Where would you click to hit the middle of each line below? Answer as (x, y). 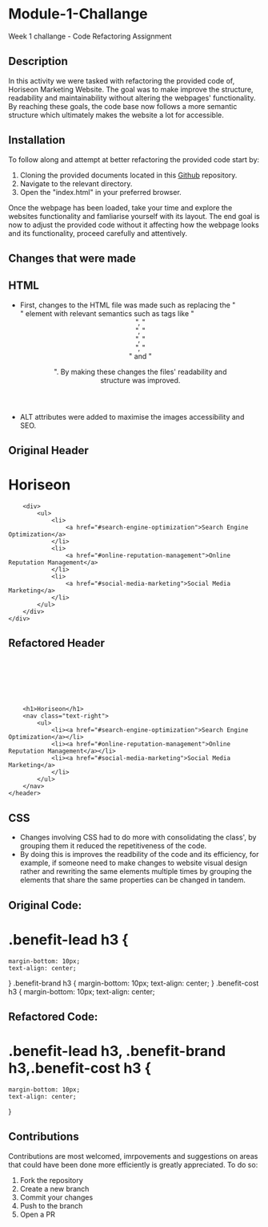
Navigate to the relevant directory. (76, 183)
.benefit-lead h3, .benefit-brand (117, 1051)
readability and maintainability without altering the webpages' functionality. (132, 98)
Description (38, 61)
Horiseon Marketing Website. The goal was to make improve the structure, (131, 89)
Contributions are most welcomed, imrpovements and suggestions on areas (133, 1156)
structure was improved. (140, 380)
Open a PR (38, 1214)
